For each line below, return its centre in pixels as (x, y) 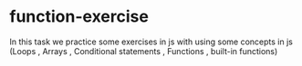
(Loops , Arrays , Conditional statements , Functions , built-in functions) (144, 51)
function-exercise (79, 17)
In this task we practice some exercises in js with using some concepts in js (151, 42)
